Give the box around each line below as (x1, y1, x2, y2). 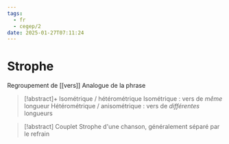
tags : (7, 10, 23, 17)
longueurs (23, 109, 53, 117)
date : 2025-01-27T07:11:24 (7, 29, 84, 36)
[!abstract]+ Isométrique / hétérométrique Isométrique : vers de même (23, 95, 223, 103)
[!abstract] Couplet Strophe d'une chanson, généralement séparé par (23, 123, 220, 131)
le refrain (23, 130, 50, 138)
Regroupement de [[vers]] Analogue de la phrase (7, 82, 146, 90)
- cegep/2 (13, 23, 41, 29)
